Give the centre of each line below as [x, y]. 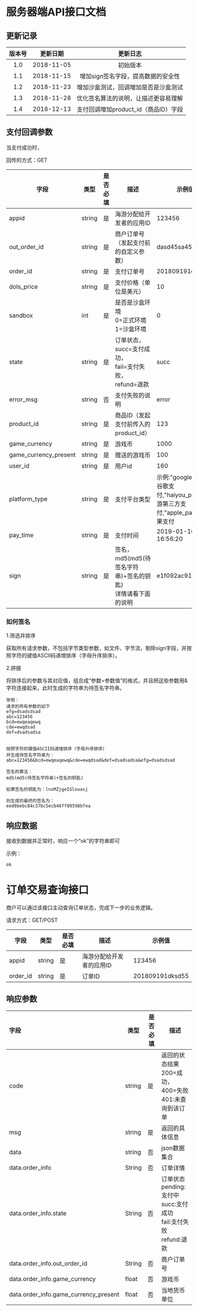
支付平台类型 [133, 499]
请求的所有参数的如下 [28, 707]
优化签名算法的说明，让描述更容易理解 [130, 98]
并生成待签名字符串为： [30, 755]
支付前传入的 [133, 424]
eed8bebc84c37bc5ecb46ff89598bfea [49, 806]
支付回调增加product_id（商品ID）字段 [130, 109]
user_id [19, 465]
